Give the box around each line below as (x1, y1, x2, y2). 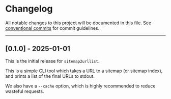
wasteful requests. (5, 88, 44, 94)
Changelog (5, 3, 53, 15)
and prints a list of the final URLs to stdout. (5, 73, 95, 79)
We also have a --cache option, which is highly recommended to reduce (5, 83, 156, 89)
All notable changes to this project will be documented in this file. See (5, 20, 152, 26)
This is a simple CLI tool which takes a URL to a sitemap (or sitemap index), (5, 68, 163, 74)
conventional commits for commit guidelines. (5, 25, 100, 31)
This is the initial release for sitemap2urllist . (5, 58, 100, 64)
